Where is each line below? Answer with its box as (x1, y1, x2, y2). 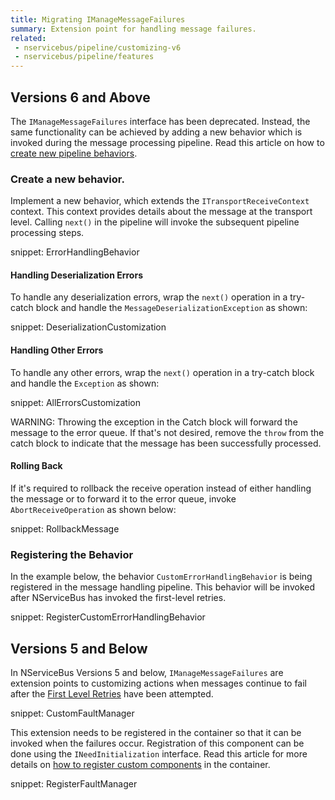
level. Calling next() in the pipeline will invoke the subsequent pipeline (10, 216, 300, 228)
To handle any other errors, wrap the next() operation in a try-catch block (10, 366, 315, 378)
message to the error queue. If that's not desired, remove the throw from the (10, 426, 325, 438)
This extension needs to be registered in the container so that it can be (10, 726, 302, 738)
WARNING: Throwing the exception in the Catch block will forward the (10, 416, 298, 428)
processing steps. (10, 227, 85, 239)
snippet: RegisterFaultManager (10, 777, 138, 790)
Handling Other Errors (10, 344, 104, 356)
